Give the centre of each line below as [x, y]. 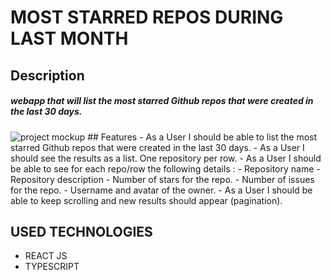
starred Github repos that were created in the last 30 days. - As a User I [157, 147]
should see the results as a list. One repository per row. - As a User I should [166, 158]
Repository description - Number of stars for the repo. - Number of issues [162, 179]
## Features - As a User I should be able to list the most [202, 137]
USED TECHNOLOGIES [81, 231]
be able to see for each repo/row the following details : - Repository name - [165, 168]
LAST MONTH [69, 38]
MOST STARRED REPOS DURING [147, 17]
